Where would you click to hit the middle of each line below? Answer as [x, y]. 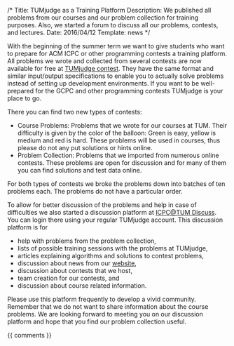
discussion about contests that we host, [75, 271]
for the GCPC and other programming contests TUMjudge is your [129, 91]
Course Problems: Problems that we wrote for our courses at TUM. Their [122, 125]
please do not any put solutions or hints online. [85, 148]
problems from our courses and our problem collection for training [103, 18]
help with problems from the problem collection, [87, 241]
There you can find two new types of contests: [75, 112]
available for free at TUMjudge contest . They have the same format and [110, 68]
